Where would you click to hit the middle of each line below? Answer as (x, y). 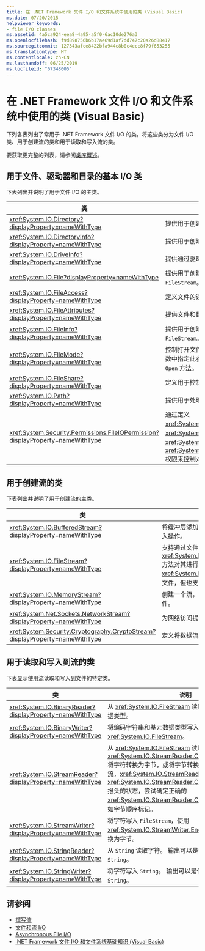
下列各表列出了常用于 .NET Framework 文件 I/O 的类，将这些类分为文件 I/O (100, 135)
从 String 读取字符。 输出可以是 (153, 850)
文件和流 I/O (31, 927)
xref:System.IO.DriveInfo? (46, 254)
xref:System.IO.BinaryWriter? (51, 727)
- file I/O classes (31, 29)
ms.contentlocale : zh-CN (38, 57)
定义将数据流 (180, 635)
